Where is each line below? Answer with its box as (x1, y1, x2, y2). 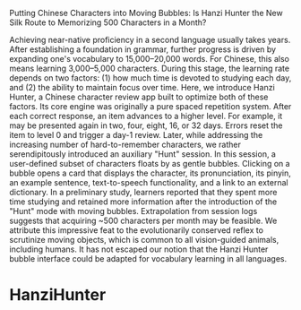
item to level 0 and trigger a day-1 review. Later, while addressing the (9, 130, 263, 140)
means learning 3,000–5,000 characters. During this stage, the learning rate (9, 63, 289, 73)
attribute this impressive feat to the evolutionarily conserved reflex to (9, 225, 264, 236)
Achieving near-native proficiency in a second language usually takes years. (9, 35, 291, 45)
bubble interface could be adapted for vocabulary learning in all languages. (9, 254, 288, 263)
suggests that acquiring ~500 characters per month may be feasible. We (9, 215, 278, 226)
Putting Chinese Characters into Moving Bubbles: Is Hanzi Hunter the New (9, 8, 284, 18)
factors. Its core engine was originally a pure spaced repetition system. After (9, 101, 292, 111)
